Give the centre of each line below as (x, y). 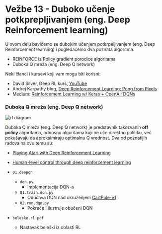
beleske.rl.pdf (28, 218)
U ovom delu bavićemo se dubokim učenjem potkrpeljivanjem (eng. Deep (80, 44)
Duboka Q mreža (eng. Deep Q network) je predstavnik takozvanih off (77, 127)
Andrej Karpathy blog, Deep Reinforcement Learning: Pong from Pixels (85, 88)
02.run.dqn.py (34, 203)
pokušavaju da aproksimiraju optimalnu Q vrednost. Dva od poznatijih (76, 138)
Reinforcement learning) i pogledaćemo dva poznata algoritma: (70, 49)
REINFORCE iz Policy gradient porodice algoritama (64, 59)
